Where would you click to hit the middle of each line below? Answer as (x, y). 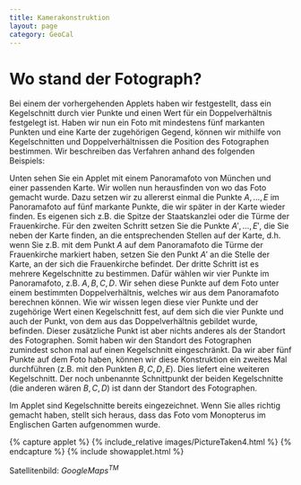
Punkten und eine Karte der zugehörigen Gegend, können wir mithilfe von (145, 132)
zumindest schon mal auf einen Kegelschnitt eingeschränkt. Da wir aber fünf (150, 350)
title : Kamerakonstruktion (60, 18)
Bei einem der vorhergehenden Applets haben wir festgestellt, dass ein (140, 103)
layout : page (34, 26)
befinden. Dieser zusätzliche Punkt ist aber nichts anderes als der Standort (147, 331)
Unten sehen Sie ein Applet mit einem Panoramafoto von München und (140, 178)
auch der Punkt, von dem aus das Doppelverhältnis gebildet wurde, (133, 322)
